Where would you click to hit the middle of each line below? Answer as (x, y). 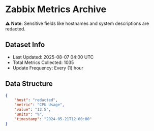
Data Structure (29, 84)
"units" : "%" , (29, 114)
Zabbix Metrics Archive (56, 9)
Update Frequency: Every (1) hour (48, 68)
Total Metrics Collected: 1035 (43, 62)
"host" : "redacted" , (36, 100)
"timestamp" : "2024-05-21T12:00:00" (53, 119)
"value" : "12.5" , (33, 110)
